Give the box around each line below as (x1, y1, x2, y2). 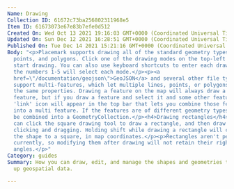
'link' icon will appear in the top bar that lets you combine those (13, 101, 219, 108)
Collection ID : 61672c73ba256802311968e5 (7, 17, 130, 24)
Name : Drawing (7, 10, 49, 17)
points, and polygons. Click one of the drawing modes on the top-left (13, 56, 226, 63)
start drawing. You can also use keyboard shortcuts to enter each (13, 62, 214, 69)
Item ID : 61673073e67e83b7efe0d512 (7, 23, 111, 30)
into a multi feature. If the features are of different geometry (13, 107, 210, 114)
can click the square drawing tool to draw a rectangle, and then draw (13, 120, 226, 127)
